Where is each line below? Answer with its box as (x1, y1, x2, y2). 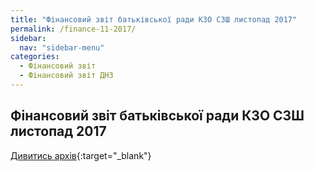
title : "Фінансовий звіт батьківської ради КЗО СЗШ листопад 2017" (10, 14, 298, 25)
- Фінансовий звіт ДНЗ (19, 71, 114, 81)
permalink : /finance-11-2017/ (10, 24, 137, 34)
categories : (10, 52, 60, 62)
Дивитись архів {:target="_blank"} (10, 149, 152, 161)
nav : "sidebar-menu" (19, 42, 105, 53)
